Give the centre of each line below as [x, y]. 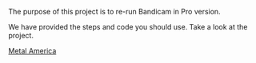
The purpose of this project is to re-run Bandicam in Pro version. [115, 12]
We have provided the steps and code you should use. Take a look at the [128, 27]
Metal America [32, 51]
